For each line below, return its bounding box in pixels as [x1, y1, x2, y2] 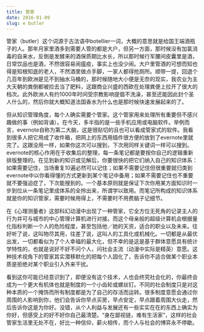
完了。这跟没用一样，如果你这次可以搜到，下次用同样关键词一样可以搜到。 [6, 141, 192, 149]
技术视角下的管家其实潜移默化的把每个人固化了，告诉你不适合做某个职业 [11, 253, 192, 260]
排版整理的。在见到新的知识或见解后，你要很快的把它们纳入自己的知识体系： [6, 157, 198, 164]
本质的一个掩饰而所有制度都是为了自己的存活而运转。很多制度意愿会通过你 [11, 289, 198, 296]
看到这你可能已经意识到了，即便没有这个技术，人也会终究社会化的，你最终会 [6, 274, 198, 281]
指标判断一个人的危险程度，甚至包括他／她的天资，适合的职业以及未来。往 [11, 223, 198, 230]
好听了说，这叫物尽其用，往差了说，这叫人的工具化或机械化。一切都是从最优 [6, 230, 198, 237]
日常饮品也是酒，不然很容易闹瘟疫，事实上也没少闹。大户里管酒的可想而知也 [6, 60, 198, 67]
